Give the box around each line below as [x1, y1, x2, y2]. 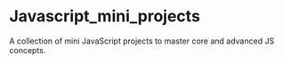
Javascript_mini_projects [9, 6, 200, 27]
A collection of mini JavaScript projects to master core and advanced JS [9, 35, 275, 46]
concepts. [9, 44, 46, 55]
